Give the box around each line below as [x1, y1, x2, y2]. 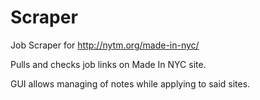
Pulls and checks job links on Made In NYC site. [10, 58, 207, 70]
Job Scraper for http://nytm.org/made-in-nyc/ [10, 39, 200, 51]
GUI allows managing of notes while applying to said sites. [10, 77, 251, 90]
